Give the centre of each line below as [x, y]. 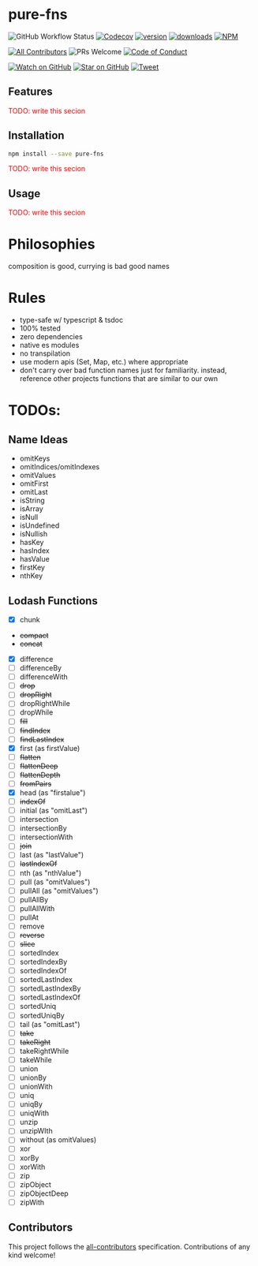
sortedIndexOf [43, 971]
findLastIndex [42, 739]
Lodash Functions [53, 601]
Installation [36, 136]
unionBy [33, 1077]
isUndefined [39, 525]
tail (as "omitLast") [50, 1024]
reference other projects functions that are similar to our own [119, 379]
